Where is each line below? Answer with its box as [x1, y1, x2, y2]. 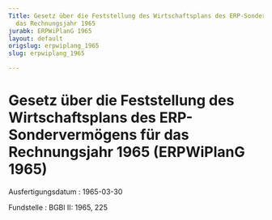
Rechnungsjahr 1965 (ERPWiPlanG [8, 143, 245, 162]
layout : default [8, 34, 63, 43]
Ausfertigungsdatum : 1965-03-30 [8, 187, 123, 197]
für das [140, 126, 189, 144]
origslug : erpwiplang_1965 [8, 42, 100, 50]
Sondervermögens [8, 126, 138, 144]
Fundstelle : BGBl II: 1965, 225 [8, 202, 108, 212]
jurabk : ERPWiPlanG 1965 [8, 27, 92, 35]
